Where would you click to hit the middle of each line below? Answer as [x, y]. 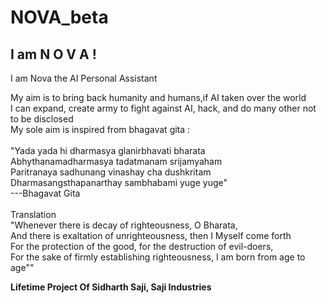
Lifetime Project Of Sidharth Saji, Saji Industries [111, 287]
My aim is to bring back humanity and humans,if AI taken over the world [158, 97]
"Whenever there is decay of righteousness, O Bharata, [124, 225]
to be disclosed [42, 119]
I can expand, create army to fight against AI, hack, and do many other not [163, 108]
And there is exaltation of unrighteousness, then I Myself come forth [151, 235]
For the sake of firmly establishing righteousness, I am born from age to [158, 257]
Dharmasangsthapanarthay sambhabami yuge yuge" [119, 182]
